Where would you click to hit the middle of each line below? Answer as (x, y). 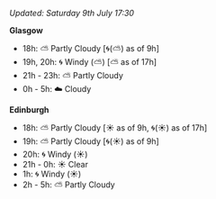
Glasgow (26, 30)
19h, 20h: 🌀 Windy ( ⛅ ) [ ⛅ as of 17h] (90, 62)
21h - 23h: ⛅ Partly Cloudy (73, 75)
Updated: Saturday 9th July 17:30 (72, 13)
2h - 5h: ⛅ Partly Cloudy (68, 185)
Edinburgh (29, 110)
